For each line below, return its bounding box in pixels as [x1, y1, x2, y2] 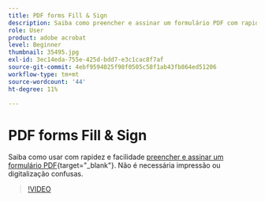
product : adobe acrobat [8, 33, 87, 42]
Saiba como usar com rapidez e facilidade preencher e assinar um [8, 152, 224, 162]
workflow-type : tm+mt [8, 70, 80, 78]
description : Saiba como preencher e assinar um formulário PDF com [8, 19, 238, 27]
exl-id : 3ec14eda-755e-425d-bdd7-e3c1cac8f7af [8, 56, 164, 64]
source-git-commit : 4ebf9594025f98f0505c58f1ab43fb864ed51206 [8, 63, 217, 71]
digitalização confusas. [8, 169, 84, 179]
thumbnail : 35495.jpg [8, 48, 80, 56]
